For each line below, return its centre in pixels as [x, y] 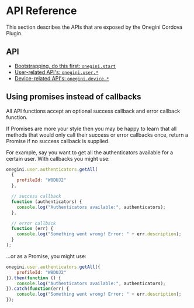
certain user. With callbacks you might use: [58, 158]
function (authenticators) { [47, 202]
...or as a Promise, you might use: [46, 256]
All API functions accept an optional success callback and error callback [93, 111]
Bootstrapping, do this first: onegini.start [65, 66]
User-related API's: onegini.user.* [56, 72]
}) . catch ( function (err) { [37, 289]
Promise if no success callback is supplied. [58, 141]
